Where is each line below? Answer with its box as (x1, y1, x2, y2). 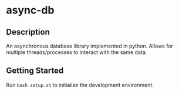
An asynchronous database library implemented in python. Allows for (6, 42, 173, 49)
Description (6, 27, 50, 37)
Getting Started (6, 66, 64, 76)
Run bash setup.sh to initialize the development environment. (6, 81, 154, 88)
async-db (6, 4, 55, 17)
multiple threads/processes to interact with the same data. (6, 49, 147, 56)
